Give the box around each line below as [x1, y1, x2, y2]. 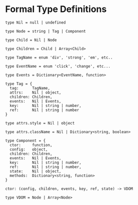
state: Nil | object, [9, 168, 61, 173]
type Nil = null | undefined [5, 20, 66, 25]
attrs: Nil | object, [9, 90, 61, 95]
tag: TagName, [9, 85, 50, 90]
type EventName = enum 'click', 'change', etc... [5, 63, 111, 68]
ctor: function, [9, 142, 52, 147]
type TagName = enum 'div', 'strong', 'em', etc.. [5, 55, 113, 60]
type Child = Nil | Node [5, 37, 57, 42]
